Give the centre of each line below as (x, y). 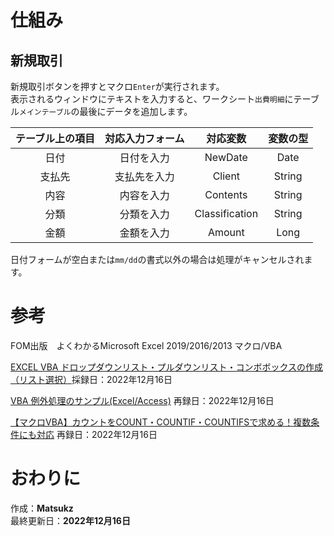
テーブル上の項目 (55, 138)
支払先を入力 (144, 176)
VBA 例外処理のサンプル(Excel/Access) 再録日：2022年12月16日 (142, 400)
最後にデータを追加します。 (136, 111)
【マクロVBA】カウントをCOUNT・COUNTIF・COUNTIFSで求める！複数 (161, 422)
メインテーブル (45, 112)
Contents (226, 194)
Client (226, 176)
